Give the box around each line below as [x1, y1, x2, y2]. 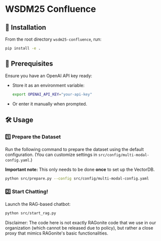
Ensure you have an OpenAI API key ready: [5, 73, 92, 79]
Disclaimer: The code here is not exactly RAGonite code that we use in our [5, 220, 157, 226]
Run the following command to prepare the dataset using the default [5, 146, 144, 152]
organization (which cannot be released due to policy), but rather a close [5, 225, 154, 231]
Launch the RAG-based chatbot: [5, 201, 71, 207]
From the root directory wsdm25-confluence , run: [5, 36, 102, 42]
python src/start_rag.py [5, 211, 56, 216]
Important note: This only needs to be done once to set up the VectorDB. [5, 167, 155, 173]
